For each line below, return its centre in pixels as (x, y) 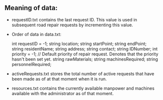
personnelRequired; (31, 64)
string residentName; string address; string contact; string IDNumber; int (85, 49)
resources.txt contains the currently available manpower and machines (83, 88)
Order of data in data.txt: (36, 34)
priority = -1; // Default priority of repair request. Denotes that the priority (85, 54)
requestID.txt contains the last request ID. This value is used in (74, 19)
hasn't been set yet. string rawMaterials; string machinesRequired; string (85, 59)
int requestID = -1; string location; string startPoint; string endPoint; (79, 44)
